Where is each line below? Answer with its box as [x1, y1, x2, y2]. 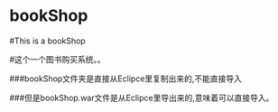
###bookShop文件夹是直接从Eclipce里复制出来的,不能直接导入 [9, 73, 242, 84]
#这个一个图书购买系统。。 [9, 53, 106, 64]
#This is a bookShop [9, 35, 86, 46]
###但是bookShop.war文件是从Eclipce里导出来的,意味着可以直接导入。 [9, 92, 274, 103]
